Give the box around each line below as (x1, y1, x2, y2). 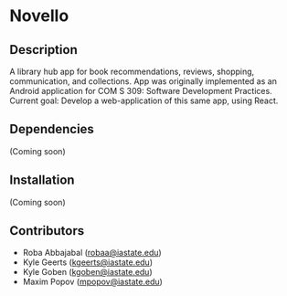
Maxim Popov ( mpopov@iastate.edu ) (22, 276, 163, 288)
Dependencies (9, 122, 94, 137)
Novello (9, 5, 69, 26)
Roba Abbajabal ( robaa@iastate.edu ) (22, 248, 162, 259)
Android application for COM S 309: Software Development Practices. (9, 86, 272, 96)
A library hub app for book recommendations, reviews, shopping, (9, 66, 255, 77)
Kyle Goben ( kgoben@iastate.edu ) (22, 267, 153, 278)
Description (9, 42, 78, 58)
